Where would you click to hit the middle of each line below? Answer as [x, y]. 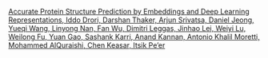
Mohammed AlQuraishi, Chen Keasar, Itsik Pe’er [87, 45]
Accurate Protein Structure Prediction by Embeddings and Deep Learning [129, 12]
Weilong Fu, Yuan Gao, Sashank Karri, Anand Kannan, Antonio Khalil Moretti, [134, 37]
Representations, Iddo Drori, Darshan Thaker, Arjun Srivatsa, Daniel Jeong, [131, 20]
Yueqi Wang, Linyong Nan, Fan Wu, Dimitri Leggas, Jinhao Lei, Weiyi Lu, [127, 28]
